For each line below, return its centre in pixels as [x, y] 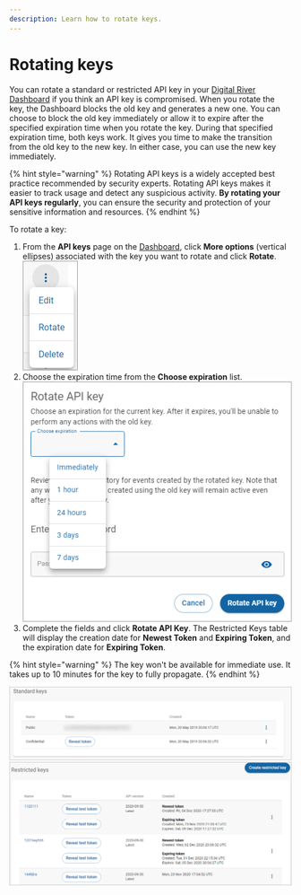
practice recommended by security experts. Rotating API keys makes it [140, 183]
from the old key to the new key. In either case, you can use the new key [143, 146]
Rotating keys [61, 64]
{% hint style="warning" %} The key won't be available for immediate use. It [150, 665]
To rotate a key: [38, 229]
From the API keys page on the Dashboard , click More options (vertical [154, 246]
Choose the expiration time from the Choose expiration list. [132, 376]
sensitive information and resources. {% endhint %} [105, 212]
